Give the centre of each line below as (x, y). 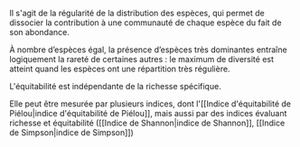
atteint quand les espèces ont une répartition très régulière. (120, 69)
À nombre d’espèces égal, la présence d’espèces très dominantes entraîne (148, 50)
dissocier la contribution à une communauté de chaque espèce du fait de (145, 23)
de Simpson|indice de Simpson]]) (71, 133)
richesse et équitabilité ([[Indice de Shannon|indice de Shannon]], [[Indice (147, 123)
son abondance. (39, 32)
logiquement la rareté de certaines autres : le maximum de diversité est (141, 59)
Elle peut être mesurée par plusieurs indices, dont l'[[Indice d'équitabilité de (150, 104)
